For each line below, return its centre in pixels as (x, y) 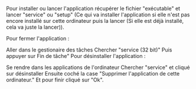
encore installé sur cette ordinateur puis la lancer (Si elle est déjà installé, (95, 21)
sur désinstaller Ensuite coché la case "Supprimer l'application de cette (93, 73)
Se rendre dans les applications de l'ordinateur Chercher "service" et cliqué (98, 67)
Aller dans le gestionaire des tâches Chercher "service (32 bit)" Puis (89, 50)
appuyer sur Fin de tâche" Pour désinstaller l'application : (76, 56)
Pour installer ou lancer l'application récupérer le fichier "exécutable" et (93, 8)
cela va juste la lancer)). (35, 27)
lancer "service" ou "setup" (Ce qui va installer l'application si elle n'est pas (98, 15)
